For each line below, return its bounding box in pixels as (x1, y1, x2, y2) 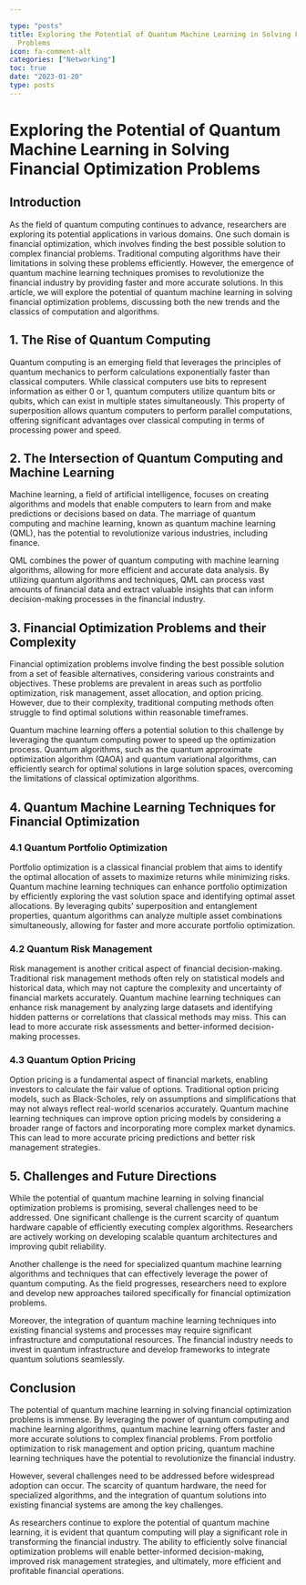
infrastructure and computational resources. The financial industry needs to (9, 1334, 293, 1345)
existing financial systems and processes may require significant (9, 1324, 252, 1335)
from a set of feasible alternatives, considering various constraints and (9, 669, 275, 680)
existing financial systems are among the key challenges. (9, 1499, 224, 1510)
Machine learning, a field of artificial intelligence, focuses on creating (9, 489, 270, 500)
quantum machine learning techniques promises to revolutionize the (9, 267, 265, 278)
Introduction (9, 195, 82, 210)
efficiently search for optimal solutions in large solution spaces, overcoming (9, 763, 293, 774)
